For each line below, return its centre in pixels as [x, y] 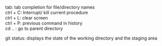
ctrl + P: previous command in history [44, 23]
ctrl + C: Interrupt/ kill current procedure [47, 12]
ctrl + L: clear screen [27, 18]
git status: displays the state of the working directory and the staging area [81, 38]
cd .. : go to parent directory [34, 28]
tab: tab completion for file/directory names [50, 7]
